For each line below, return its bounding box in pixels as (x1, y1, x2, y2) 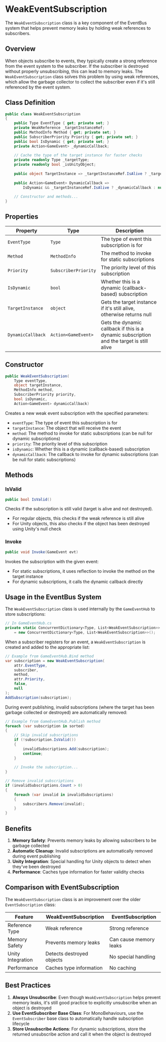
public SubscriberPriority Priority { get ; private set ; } (14, 135, 138, 139)
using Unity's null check (12, 526, 62, 532)
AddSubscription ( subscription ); (5, 695, 72, 700)
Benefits (5, 824, 32, 833)
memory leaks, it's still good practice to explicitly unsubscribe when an (12, 999, 157, 1005)
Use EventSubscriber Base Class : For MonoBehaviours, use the (12, 1010, 144, 1016)
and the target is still (101, 337, 148, 344)
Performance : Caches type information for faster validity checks (12, 869, 145, 875)
